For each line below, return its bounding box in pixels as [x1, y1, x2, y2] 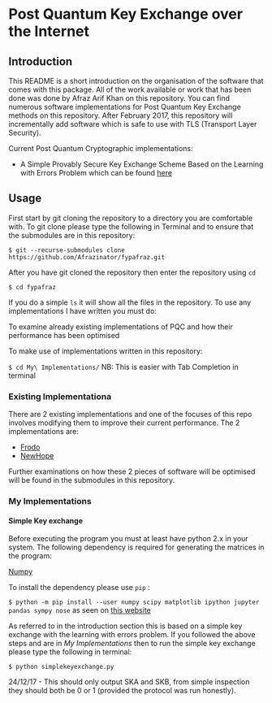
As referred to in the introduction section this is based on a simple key [8, 621, 243, 631]
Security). [8, 128, 42, 137]
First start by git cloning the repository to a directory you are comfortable [8, 213, 253, 223]
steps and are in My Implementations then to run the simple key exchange [8, 639, 256, 649]
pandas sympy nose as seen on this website [8, 605, 152, 615]
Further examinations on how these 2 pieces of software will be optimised [8, 466, 256, 476]
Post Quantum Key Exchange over [8, 5, 244, 24]
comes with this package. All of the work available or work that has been [8, 85, 252, 94]
